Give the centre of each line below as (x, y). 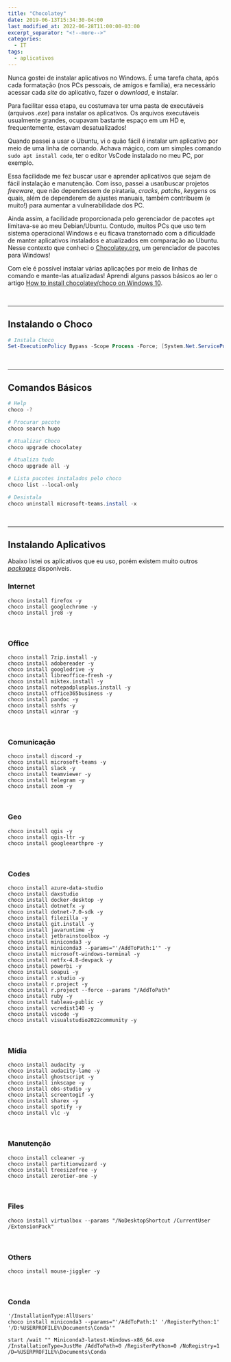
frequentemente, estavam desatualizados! (67, 127)
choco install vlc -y (39, 1113)
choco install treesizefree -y (52, 1170)
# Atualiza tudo (31, 460)
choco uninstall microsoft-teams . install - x (72, 503)
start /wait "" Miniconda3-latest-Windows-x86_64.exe (86, 1340)
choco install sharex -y (43, 1101)
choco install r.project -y (48, 984)
